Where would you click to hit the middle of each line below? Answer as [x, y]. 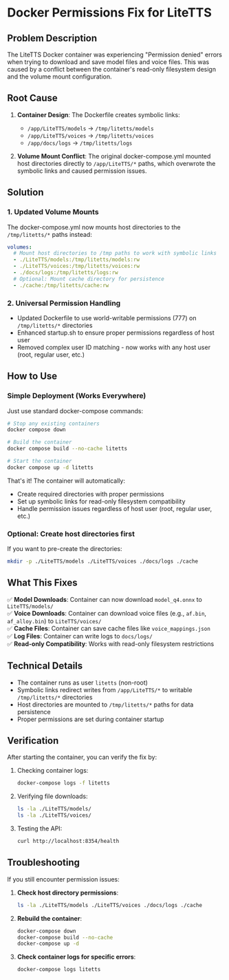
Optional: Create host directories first [71, 534]
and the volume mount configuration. [59, 76]
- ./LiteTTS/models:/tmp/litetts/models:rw [76, 260]
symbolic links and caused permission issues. [82, 171]
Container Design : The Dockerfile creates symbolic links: [98, 114]
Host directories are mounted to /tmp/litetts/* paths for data [105, 705]
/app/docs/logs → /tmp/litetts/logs [80, 143]
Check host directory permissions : [68, 893]
